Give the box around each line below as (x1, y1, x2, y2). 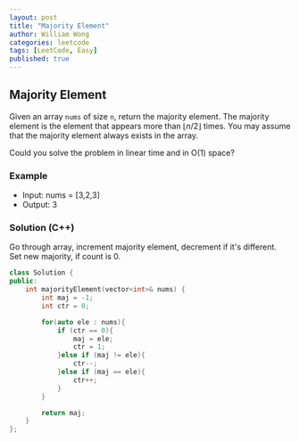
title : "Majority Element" (9, 21, 110, 30)
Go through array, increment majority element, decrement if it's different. (9, 241, 277, 252)
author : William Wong (9, 29, 90, 38)
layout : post (9, 12, 58, 22)
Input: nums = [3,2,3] (21, 190, 100, 201)
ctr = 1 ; (72, 342, 105, 352)
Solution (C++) (9, 222, 75, 234)
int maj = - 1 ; (41, 293, 94, 303)
